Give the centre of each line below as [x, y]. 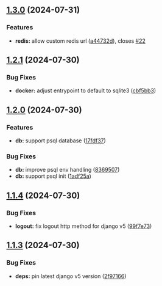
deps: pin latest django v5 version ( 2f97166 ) [71, 276]
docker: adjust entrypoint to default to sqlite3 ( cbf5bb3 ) [86, 90]
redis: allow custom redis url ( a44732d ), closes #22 [80, 41]
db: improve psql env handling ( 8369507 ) [67, 170]
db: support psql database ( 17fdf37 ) [61, 141]
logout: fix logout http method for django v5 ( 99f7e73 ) [83, 226]
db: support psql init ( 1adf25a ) [53, 176]
